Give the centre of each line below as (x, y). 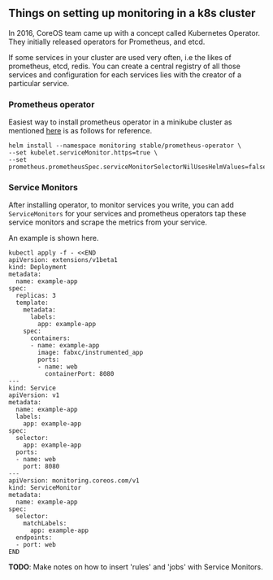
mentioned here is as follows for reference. (80, 131)
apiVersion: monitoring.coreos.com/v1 (74, 481)
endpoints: (34, 538)
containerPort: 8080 (79, 374)
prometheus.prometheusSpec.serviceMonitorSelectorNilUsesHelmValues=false (138, 167)
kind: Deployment (38, 268)
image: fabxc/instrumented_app (91, 353)
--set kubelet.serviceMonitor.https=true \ (83, 153)
